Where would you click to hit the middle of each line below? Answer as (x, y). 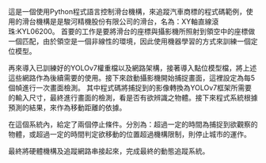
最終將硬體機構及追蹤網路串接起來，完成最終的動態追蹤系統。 (109, 151)
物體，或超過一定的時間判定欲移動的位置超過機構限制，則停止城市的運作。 (129, 134)
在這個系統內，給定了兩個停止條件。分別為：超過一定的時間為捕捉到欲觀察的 (133, 124)
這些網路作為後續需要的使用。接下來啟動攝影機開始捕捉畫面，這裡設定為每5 (132, 78)
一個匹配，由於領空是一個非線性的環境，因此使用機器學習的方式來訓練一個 (129, 41)
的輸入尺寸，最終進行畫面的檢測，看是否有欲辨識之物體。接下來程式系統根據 (133, 98)
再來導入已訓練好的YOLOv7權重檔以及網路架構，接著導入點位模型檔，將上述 (133, 68)
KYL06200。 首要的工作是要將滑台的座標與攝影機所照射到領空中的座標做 (136, 31)
